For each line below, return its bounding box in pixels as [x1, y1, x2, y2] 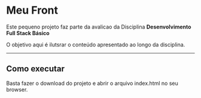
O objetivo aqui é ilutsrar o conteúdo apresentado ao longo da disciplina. [6, 41, 185, 48]
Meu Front [6, 4, 59, 17]
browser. [6, 86, 28, 93]
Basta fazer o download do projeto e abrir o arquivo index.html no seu [6, 80, 178, 87]
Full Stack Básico [6, 29, 50, 36]
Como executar [6, 64, 65, 74]
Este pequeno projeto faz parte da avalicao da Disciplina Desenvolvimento [6, 23, 191, 30]
